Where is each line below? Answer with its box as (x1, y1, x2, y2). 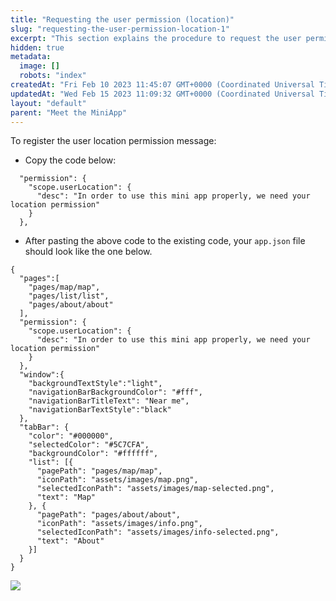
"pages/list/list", (28, 291, 110, 301)
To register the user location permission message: (10, 135, 217, 147)
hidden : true (10, 42, 65, 53)
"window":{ (19, 370, 65, 380)
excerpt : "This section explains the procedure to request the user (10, 33, 302, 43)
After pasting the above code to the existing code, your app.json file (24, 235, 306, 247)
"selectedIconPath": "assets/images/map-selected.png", (36, 484, 275, 494)
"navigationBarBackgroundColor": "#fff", (28, 387, 203, 398)
